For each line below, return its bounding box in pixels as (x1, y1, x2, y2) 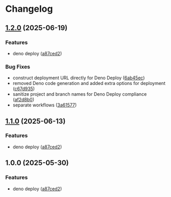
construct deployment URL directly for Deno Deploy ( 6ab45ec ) (12, 75, 145, 81)
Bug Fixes (5, 63, 31, 70)
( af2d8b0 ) (12, 97, 35, 103)
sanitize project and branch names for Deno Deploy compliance (12, 91, 147, 97)
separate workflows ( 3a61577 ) (12, 102, 77, 108)
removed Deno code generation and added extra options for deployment (12, 80, 166, 86)
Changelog (5, 3, 53, 15)
